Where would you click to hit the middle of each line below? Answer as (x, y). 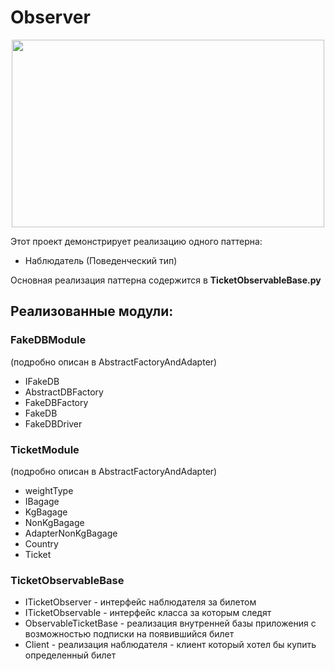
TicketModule (45, 449)
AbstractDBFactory (64, 392)
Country (41, 543)
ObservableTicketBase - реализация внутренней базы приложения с (170, 623)
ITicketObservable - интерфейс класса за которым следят (148, 613)
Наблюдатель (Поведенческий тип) (101, 260)
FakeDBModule (48, 340)
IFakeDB (42, 381)
